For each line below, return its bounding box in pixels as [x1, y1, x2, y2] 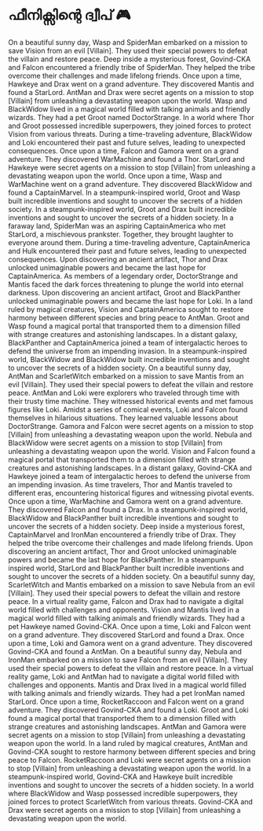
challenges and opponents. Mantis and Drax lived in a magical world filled [8, 680, 247, 690]
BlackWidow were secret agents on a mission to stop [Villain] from [8, 437, 223, 448]
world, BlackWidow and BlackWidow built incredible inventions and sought [8, 354, 250, 364]
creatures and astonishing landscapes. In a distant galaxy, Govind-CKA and [8, 463, 253, 472]
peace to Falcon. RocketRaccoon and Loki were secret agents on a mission [8, 755, 251, 764]
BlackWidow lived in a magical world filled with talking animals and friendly [8, 104, 251, 114]
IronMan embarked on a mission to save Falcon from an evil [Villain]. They [8, 655, 247, 664]
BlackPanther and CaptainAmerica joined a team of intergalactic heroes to [8, 338, 248, 347]
